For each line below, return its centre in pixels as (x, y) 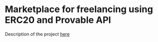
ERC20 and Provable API (58, 20)
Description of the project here (37, 34)
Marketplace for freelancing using (79, 9)
